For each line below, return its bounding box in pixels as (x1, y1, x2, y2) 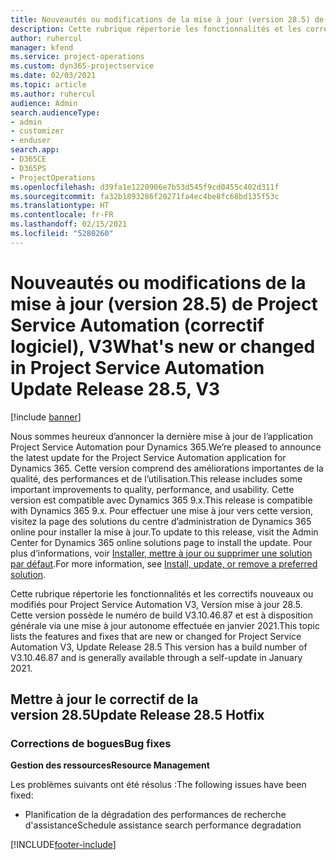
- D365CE (10, 154, 47, 164)
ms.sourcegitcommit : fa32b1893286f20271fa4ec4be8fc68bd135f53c (10, 191, 280, 201)
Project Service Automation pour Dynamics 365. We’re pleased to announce (10, 441, 322, 453)
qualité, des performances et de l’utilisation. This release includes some (10, 472, 303, 485)
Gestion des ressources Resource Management (10, 759, 210, 771)
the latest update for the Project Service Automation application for (10, 451, 287, 463)
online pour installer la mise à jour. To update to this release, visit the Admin (10, 526, 319, 538)
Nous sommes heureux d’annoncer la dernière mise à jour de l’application (10, 430, 313, 442)
